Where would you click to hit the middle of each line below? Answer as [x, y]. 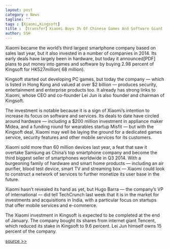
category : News [22, 15]
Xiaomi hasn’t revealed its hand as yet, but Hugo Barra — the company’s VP [84, 189]
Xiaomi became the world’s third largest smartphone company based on [81, 48]
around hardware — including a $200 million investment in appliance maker [84, 121]
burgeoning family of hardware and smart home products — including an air [84, 163]
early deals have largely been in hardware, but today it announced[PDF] [80, 58]
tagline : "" [18, 19]
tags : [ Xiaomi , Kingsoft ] [32, 24]
